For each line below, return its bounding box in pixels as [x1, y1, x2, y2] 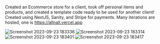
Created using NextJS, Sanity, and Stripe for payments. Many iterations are [5, 15, 155, 20]
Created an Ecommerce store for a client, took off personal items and [5, 4, 144, 10]
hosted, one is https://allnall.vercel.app [5, 19, 83, 25]
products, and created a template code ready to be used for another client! [5, 9, 155, 15]
